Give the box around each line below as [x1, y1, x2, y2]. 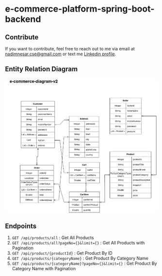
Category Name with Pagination [12, 266, 76, 272]
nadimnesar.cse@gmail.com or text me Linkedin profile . [5, 51, 116, 57]
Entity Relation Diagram [5, 65, 78, 73]
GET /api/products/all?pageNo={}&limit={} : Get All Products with [12, 240, 145, 246]
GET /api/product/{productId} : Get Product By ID [12, 250, 113, 256]
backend [5, 14, 41, 25]
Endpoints [5, 222, 37, 230]
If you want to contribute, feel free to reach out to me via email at [5, 46, 135, 51]
